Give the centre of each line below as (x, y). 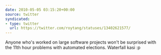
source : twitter (22, 14)
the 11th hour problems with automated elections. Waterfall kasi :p (73, 48)
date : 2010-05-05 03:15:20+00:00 (40, 10)
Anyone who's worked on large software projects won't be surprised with (81, 42)
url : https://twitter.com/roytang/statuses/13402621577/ (70, 28)
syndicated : (17, 19)
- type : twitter (22, 24)
